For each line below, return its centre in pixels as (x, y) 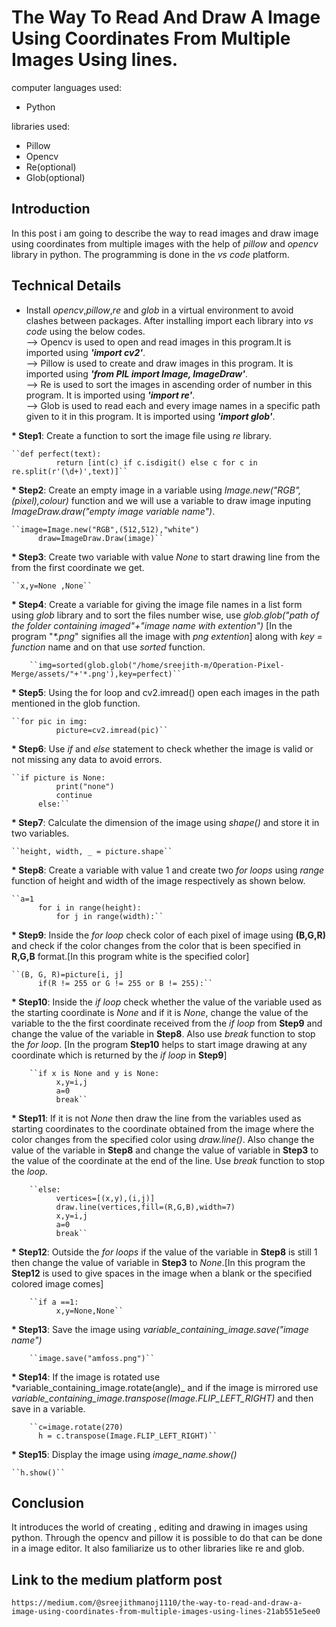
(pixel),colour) (40, 500)
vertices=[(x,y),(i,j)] (105, 1198)
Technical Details (66, 286)
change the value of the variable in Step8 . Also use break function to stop (163, 1033)
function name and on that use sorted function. (108, 647)
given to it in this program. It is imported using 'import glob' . (150, 416)
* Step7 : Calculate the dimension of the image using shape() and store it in (165, 822)
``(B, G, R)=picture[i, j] (67, 974)
